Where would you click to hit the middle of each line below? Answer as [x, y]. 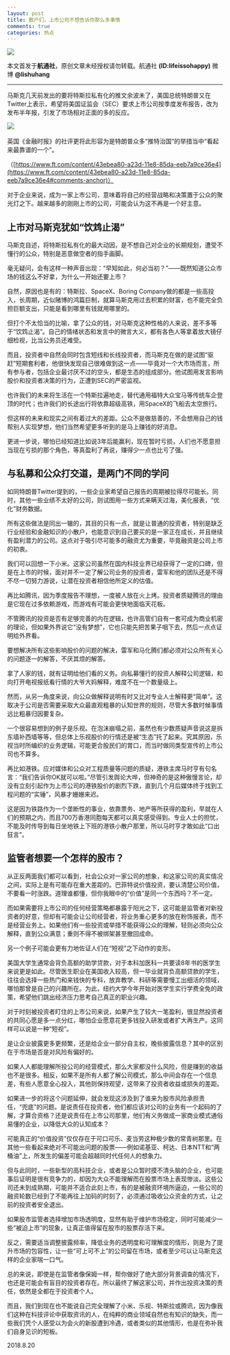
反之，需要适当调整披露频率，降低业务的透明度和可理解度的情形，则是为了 [112, 1242]
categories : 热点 [31, 33]
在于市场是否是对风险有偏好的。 [52, 1052]
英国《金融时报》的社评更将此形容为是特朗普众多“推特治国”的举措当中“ [107, 141]
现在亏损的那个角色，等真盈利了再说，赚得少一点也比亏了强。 [100, 450]
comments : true [29, 26]
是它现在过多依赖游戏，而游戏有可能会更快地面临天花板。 [88, 604]
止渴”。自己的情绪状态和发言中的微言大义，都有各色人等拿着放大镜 [122, 332]
